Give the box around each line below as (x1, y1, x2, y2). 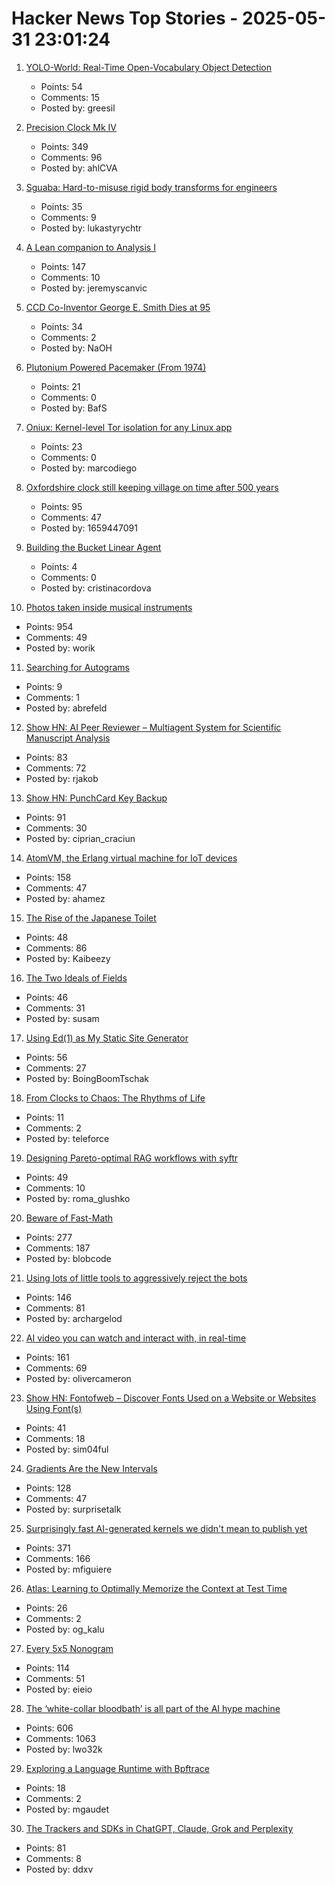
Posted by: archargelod (25, 1312, 123, 1324)
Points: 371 (25, 1542, 71, 1554)
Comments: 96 (40, 151, 103, 163)
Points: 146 (25, 1291, 72, 1303)
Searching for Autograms (25, 661, 130, 673)
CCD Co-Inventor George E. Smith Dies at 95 (25, 301, 211, 313)
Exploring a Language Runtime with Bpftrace (25, 1762, 210, 1774)
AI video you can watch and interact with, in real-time (25, 1332, 247, 1344)
